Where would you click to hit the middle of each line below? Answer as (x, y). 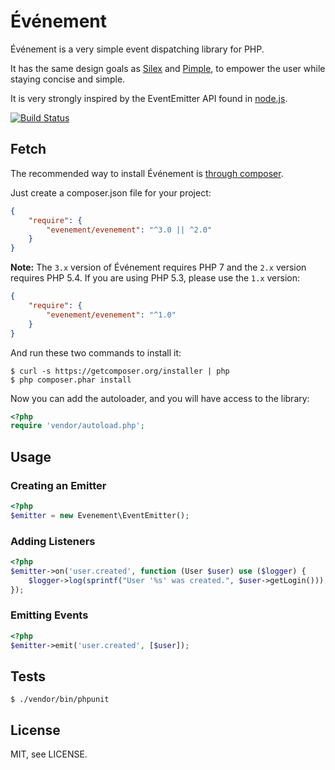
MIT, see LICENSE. (49, 754)
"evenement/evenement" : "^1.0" (111, 315)
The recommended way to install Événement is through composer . (147, 173)
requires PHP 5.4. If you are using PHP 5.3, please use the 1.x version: (155, 278)
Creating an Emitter (58, 485)
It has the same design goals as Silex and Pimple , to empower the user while (168, 68)
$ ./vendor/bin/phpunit (60, 700)
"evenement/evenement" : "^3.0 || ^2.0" (129, 230)
